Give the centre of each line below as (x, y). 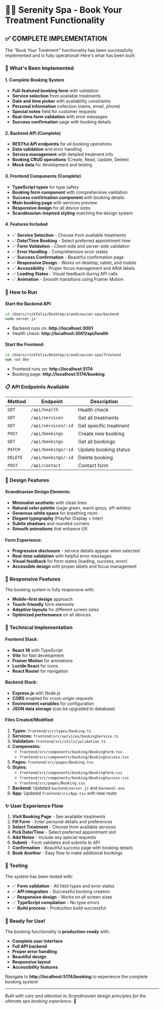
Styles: (20, 767)
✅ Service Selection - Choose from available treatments (69, 235)
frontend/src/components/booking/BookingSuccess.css (74, 778)
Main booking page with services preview (55, 202)
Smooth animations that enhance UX (50, 529)
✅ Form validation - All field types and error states (63, 886)
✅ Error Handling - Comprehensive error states (60, 251)
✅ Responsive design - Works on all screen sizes (62, 897)
